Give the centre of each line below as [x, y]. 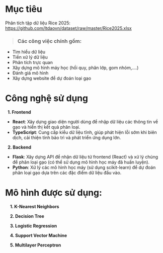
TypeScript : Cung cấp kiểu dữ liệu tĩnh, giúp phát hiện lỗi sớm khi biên [85, 132]
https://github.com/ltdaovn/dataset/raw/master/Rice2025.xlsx [68, 28]
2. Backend [19, 147]
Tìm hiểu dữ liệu [29, 52]
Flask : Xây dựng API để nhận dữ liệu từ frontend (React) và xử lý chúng [85, 157]
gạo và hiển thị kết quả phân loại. [46, 127]
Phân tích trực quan [33, 63]
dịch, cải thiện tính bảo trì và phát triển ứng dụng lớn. [67, 138]
